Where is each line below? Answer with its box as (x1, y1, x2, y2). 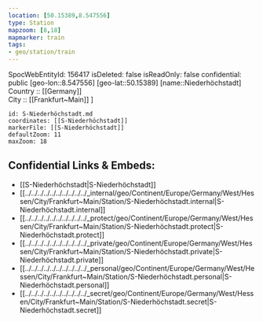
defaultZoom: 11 (8, 131, 61, 139)
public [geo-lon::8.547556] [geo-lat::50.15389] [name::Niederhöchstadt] (8, 78, 242, 87)
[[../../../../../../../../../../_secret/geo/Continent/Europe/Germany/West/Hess (19, 288, 254, 298)
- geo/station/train (8, 48, 76, 56)
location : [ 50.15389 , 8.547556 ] (8, 11, 111, 20)
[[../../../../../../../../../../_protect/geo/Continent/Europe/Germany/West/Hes (19, 213, 254, 223)
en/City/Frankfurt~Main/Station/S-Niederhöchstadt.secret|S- (19, 297, 217, 306)
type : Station (8, 19, 55, 27)
